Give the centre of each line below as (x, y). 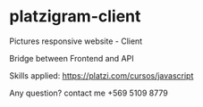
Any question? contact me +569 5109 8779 (89, 93)
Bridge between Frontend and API (72, 58)
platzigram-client (75, 16)
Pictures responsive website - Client (76, 41)
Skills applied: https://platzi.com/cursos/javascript (101, 75)
